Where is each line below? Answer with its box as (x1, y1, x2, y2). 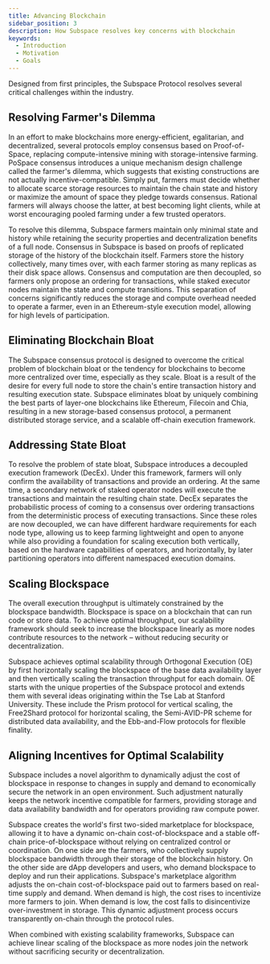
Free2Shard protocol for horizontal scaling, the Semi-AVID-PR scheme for (8, 708, 252, 718)
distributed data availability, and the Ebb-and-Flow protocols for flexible (8, 717, 247, 726)
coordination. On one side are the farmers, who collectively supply (8, 845, 229, 854)
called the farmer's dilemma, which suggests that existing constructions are (8, 166, 260, 176)
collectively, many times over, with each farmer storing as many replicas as (8, 259, 257, 268)
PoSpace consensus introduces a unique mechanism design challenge (8, 158, 243, 168)
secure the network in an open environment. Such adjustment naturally (8, 787, 243, 796)
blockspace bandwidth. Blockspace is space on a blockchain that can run (8, 607, 252, 617)
